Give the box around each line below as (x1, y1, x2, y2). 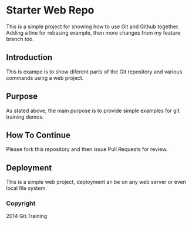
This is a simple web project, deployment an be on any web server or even (6, 179, 187, 186)
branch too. (6, 35, 34, 42)
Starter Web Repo (6, 4, 95, 17)
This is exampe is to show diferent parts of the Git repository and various (6, 68, 183, 75)
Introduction (6, 52, 53, 62)
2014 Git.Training (6, 213, 48, 220)
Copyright (6, 199, 36, 207)
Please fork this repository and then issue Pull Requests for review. (6, 146, 168, 153)
